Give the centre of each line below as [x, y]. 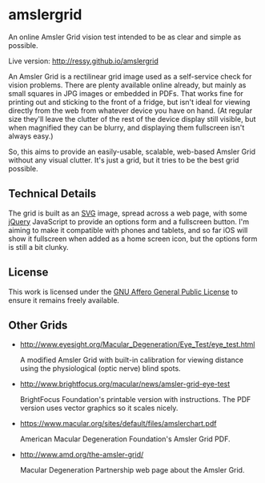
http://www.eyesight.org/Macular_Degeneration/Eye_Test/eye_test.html [137, 344]
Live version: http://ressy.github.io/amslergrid [83, 61]
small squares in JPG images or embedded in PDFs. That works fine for [126, 93]
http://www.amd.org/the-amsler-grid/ [82, 455]
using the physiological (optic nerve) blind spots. [100, 368]
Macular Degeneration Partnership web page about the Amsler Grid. [132, 470]
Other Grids [38, 325]
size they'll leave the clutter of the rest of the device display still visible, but [132, 119]
